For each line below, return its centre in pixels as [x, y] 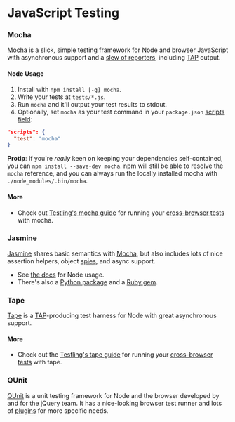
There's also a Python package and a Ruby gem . [87, 282]
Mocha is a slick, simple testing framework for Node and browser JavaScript [118, 50]
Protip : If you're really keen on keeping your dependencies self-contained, [115, 159]
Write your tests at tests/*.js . [61, 97]
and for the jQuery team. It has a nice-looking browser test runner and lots [115, 403]
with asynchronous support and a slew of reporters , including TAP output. [114, 58]
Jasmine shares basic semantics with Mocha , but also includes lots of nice [115, 253]
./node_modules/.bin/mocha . [48, 181]
